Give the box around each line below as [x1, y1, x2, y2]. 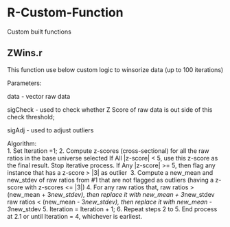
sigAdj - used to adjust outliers [7, 126, 94, 134]
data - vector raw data [7, 92, 71, 100]
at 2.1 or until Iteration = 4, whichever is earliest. [7, 212, 143, 220]
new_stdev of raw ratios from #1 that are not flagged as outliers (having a [7, 176, 214, 184]
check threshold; [7, 112, 55, 121]
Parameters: [7, 79, 42, 87]
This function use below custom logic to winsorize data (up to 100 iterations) [7, 65, 224, 73]
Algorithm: [7, 139, 36, 147]
